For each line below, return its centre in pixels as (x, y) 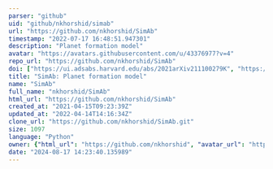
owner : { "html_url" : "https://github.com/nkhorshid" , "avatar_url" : (127, 144)
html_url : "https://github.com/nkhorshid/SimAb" (92, 99)
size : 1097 (27, 129)
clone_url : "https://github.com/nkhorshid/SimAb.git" (102, 122)
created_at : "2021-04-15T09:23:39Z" (70, 106)
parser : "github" (38, 16)
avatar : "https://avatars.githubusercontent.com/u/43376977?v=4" (121, 54)
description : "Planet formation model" (76, 46)
